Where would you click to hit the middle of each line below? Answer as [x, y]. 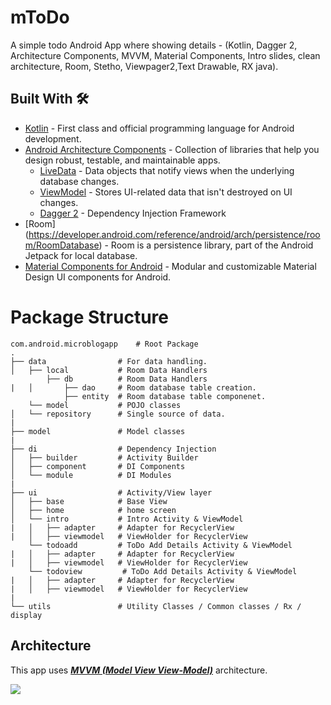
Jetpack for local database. [81, 255]
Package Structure [89, 317]
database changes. [79, 181]
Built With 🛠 [50, 99]
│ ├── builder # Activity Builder [104, 457]
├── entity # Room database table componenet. [165, 396]
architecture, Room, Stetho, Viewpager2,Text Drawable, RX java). [144, 66]
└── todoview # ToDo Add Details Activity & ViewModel [163, 571]
